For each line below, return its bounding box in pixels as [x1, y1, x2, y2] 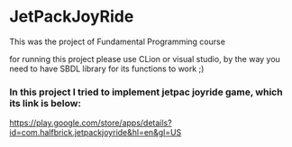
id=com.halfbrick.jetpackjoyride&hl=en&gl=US [9, 127, 182, 138]
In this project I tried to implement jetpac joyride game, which [9, 86, 283, 98]
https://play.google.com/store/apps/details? [9, 117, 173, 128]
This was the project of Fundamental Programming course [9, 36, 225, 47]
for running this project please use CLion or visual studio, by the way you [9, 53, 281, 64]
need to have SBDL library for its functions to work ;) [9, 63, 205, 74]
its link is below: [9, 96, 81, 109]
